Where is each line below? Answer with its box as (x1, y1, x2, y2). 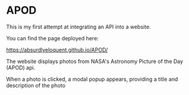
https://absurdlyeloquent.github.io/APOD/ (6, 46, 109, 53)
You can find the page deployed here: (6, 34, 99, 42)
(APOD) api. (6, 64, 36, 71)
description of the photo (6, 81, 66, 89)
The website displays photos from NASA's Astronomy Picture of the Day (6, 58, 184, 65)
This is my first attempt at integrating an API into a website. (6, 23, 151, 30)
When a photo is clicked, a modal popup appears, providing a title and (6, 75, 178, 83)
